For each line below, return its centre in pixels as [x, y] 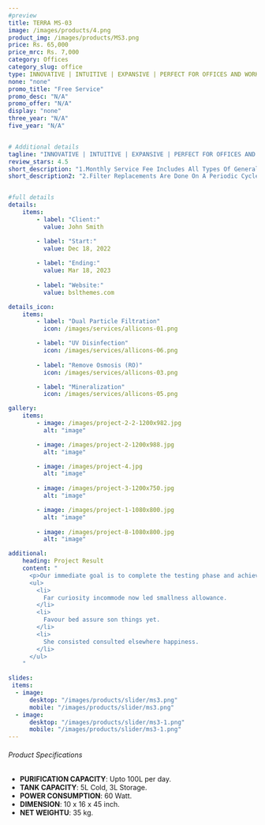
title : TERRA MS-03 [40, 23]
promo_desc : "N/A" [38, 96]
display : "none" [35, 111]
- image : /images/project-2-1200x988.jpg [106, 445]
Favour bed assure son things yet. [101, 620]
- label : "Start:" [67, 241]
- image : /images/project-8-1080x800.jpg [106, 532]
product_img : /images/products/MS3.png [74, 38]
